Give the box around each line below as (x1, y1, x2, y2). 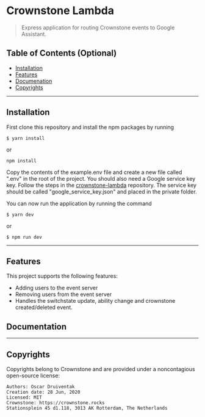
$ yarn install (6, 135, 45, 141)
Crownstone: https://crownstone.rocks (6, 400, 105, 406)
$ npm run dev (6, 234, 43, 240)
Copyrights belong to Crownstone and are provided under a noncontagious (6, 366, 195, 372)
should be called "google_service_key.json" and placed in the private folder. (6, 187, 197, 195)
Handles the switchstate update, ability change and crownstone (15, 297, 176, 305)
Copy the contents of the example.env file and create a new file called (6, 169, 182, 176)
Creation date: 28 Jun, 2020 (6, 389, 81, 395)
